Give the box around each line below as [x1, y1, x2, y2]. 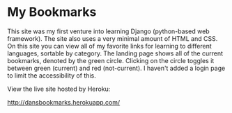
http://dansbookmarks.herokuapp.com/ [7, 98, 121, 106]
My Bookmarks [7, 4, 97, 20]
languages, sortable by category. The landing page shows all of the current [7, 49, 224, 58]
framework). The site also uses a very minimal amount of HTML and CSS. [7, 34, 218, 42]
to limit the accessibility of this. [7, 71, 96, 80]
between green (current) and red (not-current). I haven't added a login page [7, 64, 226, 72]
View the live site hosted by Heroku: [7, 85, 111, 93]
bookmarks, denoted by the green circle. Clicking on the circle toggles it [7, 56, 215, 64]
